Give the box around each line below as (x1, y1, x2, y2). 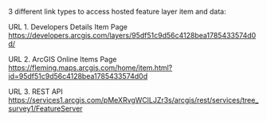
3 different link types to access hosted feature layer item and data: (8, 7, 227, 16)
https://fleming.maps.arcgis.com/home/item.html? (8, 63, 173, 72)
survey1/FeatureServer (8, 103, 83, 113)
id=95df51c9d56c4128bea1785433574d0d (8, 72, 148, 80)
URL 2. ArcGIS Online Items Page (8, 55, 117, 64)
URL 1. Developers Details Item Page (8, 22, 128, 31)
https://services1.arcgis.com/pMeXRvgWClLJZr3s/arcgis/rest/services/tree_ (8, 96, 259, 104)
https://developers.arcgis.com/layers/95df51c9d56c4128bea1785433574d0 (8, 31, 257, 40)
